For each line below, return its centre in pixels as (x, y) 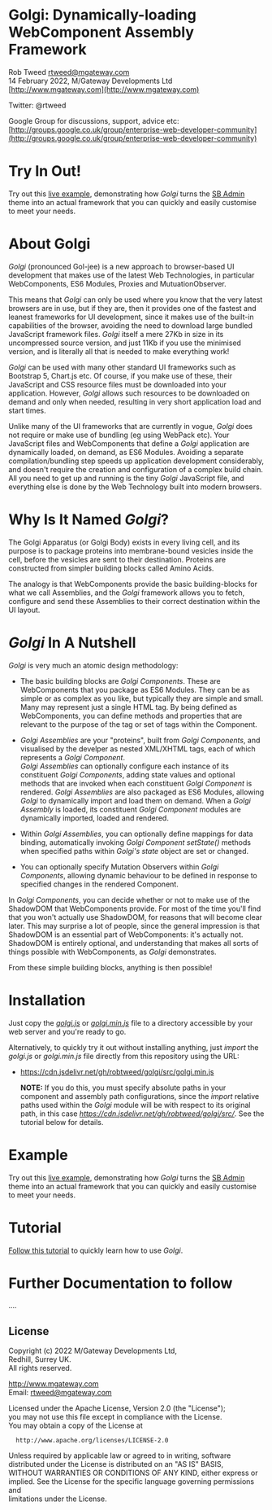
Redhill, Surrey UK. (40, 1359)
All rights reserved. (40, 1368)
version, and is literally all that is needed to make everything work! (119, 351)
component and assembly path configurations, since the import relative (140, 1096)
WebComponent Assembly (101, 32)
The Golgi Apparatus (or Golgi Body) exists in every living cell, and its (124, 542)
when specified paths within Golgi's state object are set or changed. (134, 851)
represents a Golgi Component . (73, 757)
